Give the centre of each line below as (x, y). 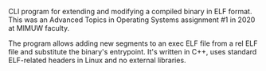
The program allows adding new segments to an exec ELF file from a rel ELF (133, 43)
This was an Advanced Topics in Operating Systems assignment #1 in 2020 (132, 20)
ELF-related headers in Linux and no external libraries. (97, 60)
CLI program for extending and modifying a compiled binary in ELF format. (130, 11)
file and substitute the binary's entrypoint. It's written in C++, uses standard (133, 52)
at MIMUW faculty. (39, 28)
